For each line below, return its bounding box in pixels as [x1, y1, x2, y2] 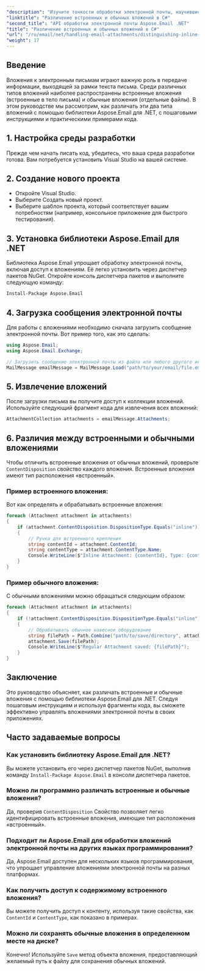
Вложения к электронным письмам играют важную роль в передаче [6, 76, 187, 83]
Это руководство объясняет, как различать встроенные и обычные [6, 688, 183, 696]
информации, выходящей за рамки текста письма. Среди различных [6, 83, 187, 90]
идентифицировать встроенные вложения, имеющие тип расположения [6, 814, 196, 822]
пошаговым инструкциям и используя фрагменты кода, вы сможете [6, 701, 185, 709]
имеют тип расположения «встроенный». [6, 472, 115, 479]
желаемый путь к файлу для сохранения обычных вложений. [6, 957, 167, 964]
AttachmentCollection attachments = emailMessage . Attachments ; [6, 416, 171, 422]
